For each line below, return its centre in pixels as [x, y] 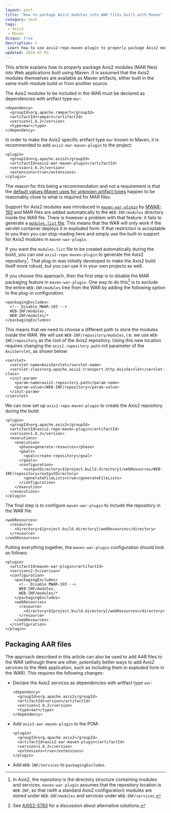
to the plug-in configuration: [35, 293]
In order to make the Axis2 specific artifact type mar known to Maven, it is [82, 139]
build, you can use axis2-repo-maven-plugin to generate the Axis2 [75, 254]
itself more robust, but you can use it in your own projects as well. [74, 266]
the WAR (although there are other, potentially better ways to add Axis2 [80, 662]
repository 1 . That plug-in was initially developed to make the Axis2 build [80, 260]
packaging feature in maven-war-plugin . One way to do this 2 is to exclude [82, 282]
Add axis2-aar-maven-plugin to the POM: [56, 723]
